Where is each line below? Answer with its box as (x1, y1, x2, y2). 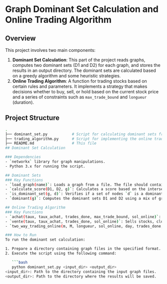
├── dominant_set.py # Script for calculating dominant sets (5, 131, 157, 137)
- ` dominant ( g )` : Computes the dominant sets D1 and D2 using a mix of (5, 196, 157, 201)
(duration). (12, 99, 34, 105)
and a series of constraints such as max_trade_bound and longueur (12, 94, 147, 100)
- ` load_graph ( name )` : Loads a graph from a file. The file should (5, 182, 148, 187)
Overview (5, 34, 36, 42)
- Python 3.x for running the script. (5, 164, 85, 169)
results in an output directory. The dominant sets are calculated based (12, 67, 157, 73)
